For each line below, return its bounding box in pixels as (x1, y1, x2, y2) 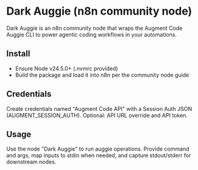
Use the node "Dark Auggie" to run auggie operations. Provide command (6, 145, 189, 153)
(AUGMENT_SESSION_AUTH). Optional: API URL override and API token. (6, 112, 188, 119)
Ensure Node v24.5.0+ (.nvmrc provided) (15, 65, 118, 72)
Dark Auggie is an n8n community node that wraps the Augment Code (6, 24, 183, 32)
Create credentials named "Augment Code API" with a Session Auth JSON (6, 105, 193, 112)
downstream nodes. (6, 158, 57, 166)
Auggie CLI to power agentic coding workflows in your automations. (6, 30, 177, 38)
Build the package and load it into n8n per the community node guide (15, 71, 189, 79)
